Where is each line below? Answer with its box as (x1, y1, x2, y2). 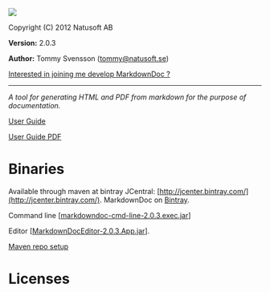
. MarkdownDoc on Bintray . (99, 195, 190, 205)
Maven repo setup (8, 241, 69, 251)
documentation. (8, 101, 61, 110)
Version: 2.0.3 (8, 39, 56, 47)
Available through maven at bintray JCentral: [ (8, 186, 161, 196)
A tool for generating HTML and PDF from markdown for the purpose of (8, 92, 247, 102)
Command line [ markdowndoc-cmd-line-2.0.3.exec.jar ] (8, 210, 191, 220)
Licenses (8, 270, 71, 288)
